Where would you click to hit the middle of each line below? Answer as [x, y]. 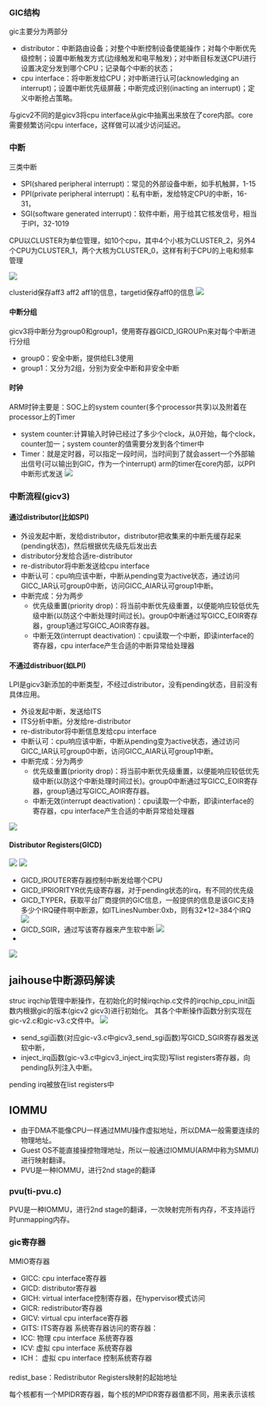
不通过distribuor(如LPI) [48, 665]
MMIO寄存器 [29, 1261]
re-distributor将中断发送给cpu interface [85, 566]
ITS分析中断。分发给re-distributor [75, 721]
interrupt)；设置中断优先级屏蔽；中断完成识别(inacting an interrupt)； [134, 88]
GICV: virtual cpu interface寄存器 [74, 1318]
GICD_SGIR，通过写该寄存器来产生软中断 [87, 929]
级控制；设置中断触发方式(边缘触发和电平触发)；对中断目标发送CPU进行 [138, 58]
